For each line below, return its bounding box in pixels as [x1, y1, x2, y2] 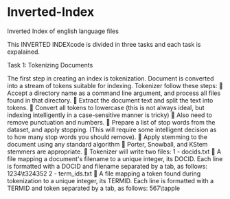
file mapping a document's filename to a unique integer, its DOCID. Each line [7, 154, 223, 163]
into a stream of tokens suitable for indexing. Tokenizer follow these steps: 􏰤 [7, 81, 223, 90]
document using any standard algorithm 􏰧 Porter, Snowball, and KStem [7, 140, 208, 148]
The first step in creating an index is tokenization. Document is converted [7, 74, 214, 83]
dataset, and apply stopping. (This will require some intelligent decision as [7, 125, 217, 134]
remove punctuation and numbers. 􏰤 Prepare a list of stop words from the [7, 118, 216, 126]
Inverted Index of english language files [7, 27, 119, 35]
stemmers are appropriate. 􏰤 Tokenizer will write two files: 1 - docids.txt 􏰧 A [7, 147, 222, 156]
